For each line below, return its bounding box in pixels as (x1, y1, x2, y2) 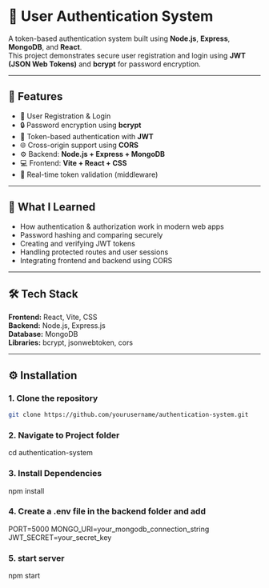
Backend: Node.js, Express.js (8, 321, 106, 330)
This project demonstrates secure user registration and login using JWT (8, 50, 247, 60)
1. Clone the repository (8, 392, 98, 403)
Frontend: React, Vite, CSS (8, 312, 98, 322)
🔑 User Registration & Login (19, 111, 111, 121)
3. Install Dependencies (8, 468, 102, 479)
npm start (8, 571, 41, 581)
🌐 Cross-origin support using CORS (19, 140, 139, 150)
